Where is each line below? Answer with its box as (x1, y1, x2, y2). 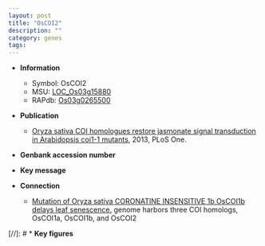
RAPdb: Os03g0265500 (31, 96, 111, 105)
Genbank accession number (19, 150, 116, 160)
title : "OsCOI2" (8, 19, 62, 27)
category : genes (8, 33, 62, 42)
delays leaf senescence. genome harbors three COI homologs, (31, 205, 239, 215)
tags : (8, 41, 26, 49)
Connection (19, 181, 60, 191)
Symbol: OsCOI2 (31, 79, 87, 88)
